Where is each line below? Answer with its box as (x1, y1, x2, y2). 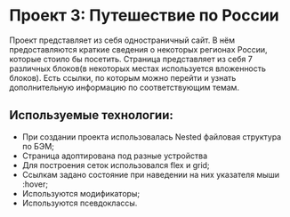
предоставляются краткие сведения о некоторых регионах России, (9, 44, 269, 54)
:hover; (21, 179, 49, 189)
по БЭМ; (21, 141, 55, 151)
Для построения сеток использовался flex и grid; (21, 159, 211, 170)
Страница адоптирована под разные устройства (21, 150, 208, 161)
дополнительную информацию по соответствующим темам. (9, 82, 240, 92)
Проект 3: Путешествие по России (9, 5, 280, 26)
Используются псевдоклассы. (21, 197, 138, 208)
